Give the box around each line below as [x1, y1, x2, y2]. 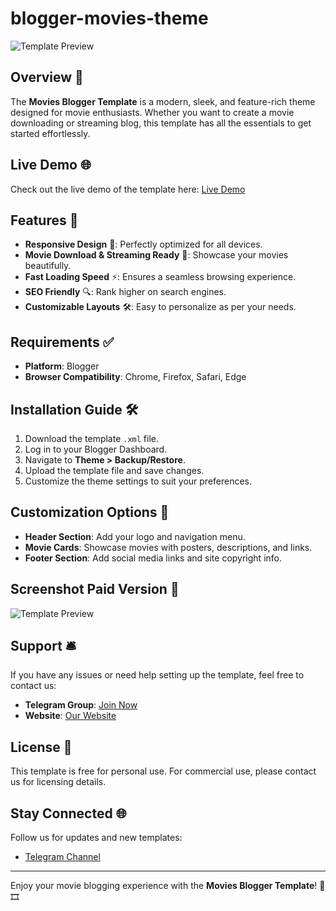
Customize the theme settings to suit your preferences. [24, 475, 253, 487]
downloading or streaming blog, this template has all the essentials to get [10, 117, 312, 129]
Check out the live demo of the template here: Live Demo [10, 183, 246, 195]
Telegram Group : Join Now [24, 699, 138, 711]
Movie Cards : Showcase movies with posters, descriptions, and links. [24, 541, 313, 553]
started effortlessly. [10, 127, 91, 139]
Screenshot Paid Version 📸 [10, 581, 180, 598]
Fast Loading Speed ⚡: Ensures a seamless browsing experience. [24, 271, 297, 283]
